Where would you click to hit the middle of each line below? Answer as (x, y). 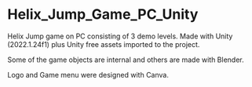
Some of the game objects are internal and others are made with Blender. (126, 60)
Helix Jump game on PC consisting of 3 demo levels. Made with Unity (120, 36)
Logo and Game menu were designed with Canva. (88, 74)
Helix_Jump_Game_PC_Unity (103, 14)
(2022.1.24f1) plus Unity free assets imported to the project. (104, 44)
